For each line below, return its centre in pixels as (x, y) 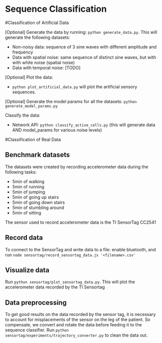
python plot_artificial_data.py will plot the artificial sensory (75, 86)
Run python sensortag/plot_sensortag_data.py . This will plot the (70, 282)
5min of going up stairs (35, 197)
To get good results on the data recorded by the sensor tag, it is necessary (81, 315)
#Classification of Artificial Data (37, 23)
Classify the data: (23, 115)
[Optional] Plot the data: (29, 77)
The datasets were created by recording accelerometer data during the (77, 167)
